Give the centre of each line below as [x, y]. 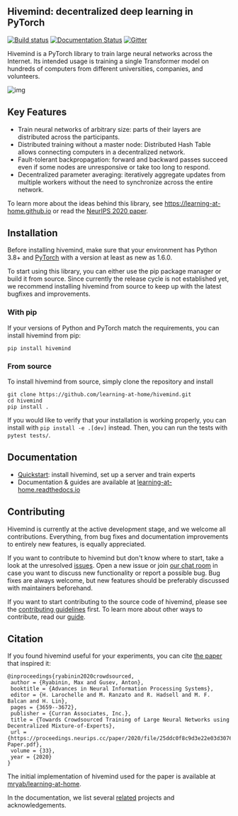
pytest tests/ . [29, 435]
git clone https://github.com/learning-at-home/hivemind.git [100, 395]
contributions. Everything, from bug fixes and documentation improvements [118, 536]
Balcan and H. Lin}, [38, 701]
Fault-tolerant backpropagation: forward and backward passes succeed [123, 160]
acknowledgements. [37, 805]
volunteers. [24, 76]
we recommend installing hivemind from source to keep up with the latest [114, 286]
